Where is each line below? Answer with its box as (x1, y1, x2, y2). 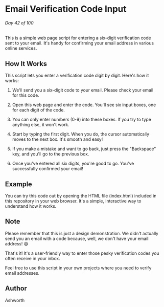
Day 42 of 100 (5, 20, 34, 25)
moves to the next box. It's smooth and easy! (12, 136, 103, 142)
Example (5, 180, 32, 188)
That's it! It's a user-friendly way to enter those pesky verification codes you (5, 250, 160, 256)
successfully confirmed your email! (12, 166, 83, 172)
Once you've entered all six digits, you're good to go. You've (12, 160, 134, 167)
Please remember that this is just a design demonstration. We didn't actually (5, 230, 159, 236)
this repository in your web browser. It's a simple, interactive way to (5, 198, 141, 204)
